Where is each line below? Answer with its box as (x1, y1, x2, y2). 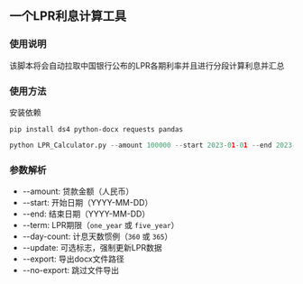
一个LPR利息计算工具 (9, 8, 127, 24)
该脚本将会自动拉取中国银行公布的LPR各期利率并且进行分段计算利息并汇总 (9, 60, 285, 70)
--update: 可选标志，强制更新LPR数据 (22, 243, 162, 253)
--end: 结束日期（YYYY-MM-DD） (22, 208, 151, 219)
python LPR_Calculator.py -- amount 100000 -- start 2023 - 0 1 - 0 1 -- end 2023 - (9, 141, 297, 150)
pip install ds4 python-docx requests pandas (9, 124, 183, 133)
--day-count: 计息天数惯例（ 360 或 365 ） (22, 231, 173, 242)
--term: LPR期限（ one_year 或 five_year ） (22, 220, 179, 231)
